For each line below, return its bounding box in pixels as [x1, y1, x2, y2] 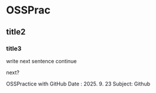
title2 [6, 27, 26, 37]
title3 [6, 44, 22, 53]
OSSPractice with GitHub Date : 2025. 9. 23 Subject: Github [6, 80, 151, 87]
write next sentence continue [6, 57, 77, 64]
